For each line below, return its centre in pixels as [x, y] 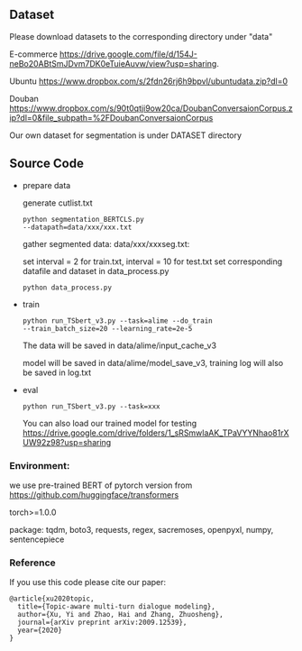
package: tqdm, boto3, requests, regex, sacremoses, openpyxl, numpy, [142, 529]
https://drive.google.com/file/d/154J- [129, 54]
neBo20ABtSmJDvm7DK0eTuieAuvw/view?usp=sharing [113, 63]
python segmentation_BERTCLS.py [83, 219]
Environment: [40, 465]
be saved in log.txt [57, 372]
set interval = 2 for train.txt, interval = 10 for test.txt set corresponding [152, 261]
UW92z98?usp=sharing [67, 442]
